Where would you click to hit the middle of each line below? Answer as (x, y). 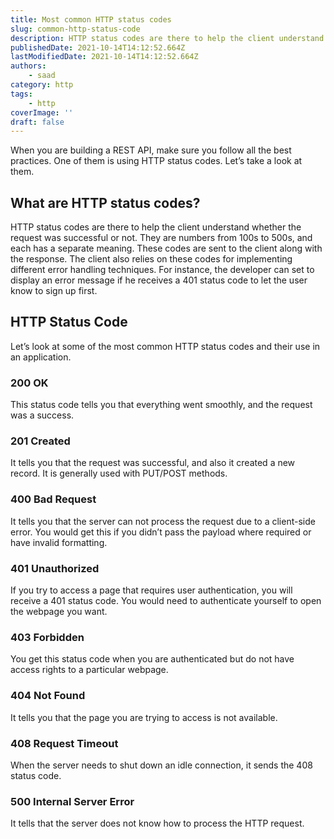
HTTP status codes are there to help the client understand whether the (156, 227)
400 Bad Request (53, 499)
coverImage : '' (42, 112)
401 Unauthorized (55, 568)
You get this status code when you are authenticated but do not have (152, 659)
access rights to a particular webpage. (89, 670)
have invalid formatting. (59, 542)
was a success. (42, 415)
